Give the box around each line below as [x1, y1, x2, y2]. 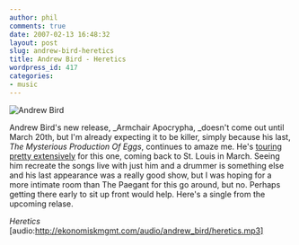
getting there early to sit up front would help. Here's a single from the [9, 188, 266, 199]
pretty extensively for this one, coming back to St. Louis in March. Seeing [9, 150, 280, 162]
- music [9, 80, 39, 89]
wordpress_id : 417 [9, 64, 78, 73]
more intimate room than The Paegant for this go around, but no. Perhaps [9, 179, 281, 189]
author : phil [9, 13, 58, 22]
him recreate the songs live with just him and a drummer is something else [9, 160, 285, 171]
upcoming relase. [9, 198, 74, 209]
